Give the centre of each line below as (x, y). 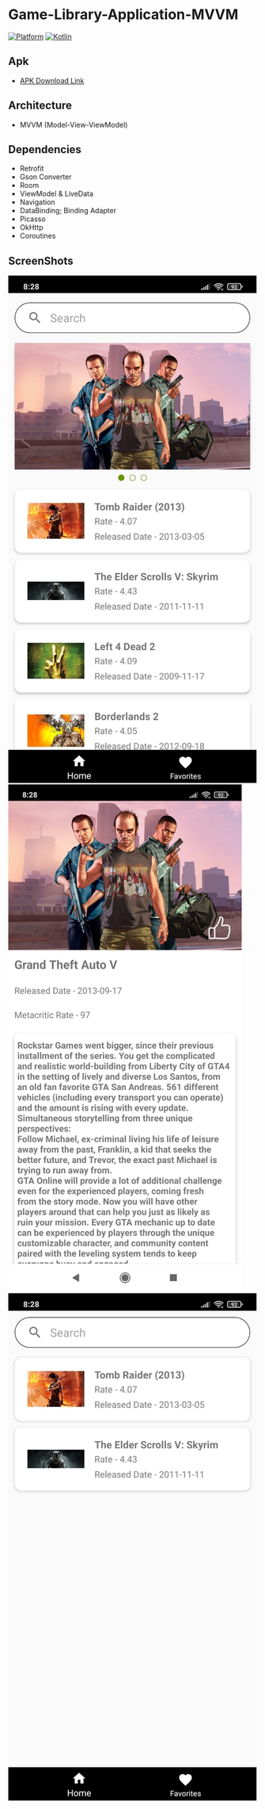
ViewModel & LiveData (56, 194)
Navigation (37, 202)
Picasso (32, 219)
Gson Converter (46, 177)
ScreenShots (41, 260)
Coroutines (38, 236)
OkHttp (31, 228)
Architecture (40, 106)
